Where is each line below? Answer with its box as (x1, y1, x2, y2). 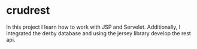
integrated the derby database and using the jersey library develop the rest (6, 29, 192, 36)
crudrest (6, 4, 50, 17)
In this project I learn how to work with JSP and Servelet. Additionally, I (6, 23, 181, 30)
